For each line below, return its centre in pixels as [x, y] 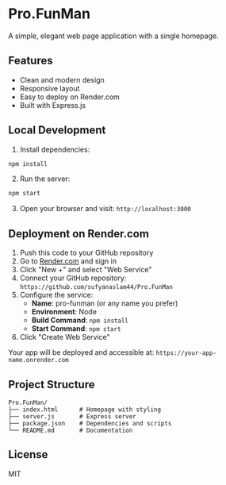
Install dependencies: [55, 149]
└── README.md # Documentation [71, 430]
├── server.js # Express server [72, 416]
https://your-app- [186, 353]
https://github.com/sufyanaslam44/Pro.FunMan [96, 287]
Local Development [57, 131]
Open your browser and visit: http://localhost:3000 [105, 209]
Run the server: [45, 179]
